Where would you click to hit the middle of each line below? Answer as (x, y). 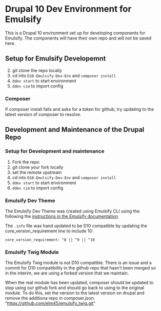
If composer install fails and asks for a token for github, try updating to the (80, 109)
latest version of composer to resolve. (43, 114)
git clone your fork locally (38, 167)
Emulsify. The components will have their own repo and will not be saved (78, 38)
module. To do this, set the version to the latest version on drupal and (75, 293)
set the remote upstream (37, 172)
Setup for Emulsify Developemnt (55, 59)
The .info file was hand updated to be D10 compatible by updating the (76, 226)
